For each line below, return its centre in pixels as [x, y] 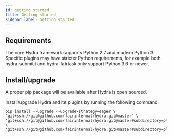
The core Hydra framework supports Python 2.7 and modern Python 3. [80, 53]
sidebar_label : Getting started [40, 19]
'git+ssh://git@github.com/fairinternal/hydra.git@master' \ [72, 116]
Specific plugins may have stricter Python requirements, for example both [83, 58]
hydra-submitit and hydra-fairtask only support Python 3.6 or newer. [77, 64]
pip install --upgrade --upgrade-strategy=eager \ [60, 111]
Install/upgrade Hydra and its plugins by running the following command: [82, 102]
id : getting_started [27, 10]
